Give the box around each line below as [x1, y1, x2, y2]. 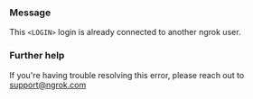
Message [9, 6, 52, 19]
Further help [9, 49, 65, 62]
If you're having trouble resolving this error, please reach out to [9, 69, 245, 80]
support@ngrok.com [9, 79, 87, 90]
